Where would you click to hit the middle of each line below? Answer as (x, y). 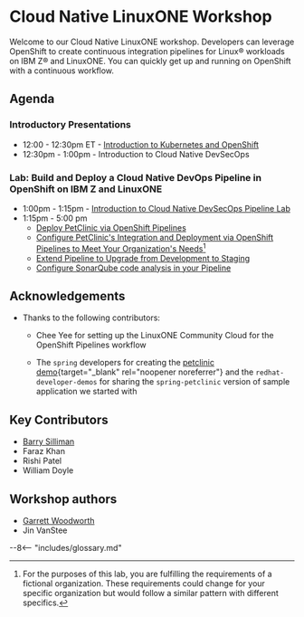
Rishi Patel (42, 461)
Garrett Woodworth (58, 521)
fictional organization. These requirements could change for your (143, 584)
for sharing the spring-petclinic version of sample (195, 382)
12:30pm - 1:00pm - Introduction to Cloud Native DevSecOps (136, 154)
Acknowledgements (67, 296)
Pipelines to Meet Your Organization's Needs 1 (121, 248)
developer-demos (66, 383)
